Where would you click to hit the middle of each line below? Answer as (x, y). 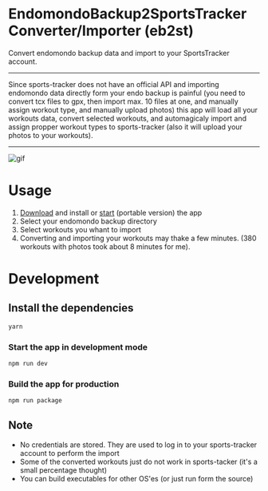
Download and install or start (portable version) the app (111, 212)
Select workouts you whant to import (80, 229)
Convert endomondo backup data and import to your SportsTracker (119, 53)
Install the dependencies (71, 308)
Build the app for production (64, 384)
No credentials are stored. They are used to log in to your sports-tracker (138, 445)
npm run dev (28, 364)
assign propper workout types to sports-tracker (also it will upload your (126, 127)
